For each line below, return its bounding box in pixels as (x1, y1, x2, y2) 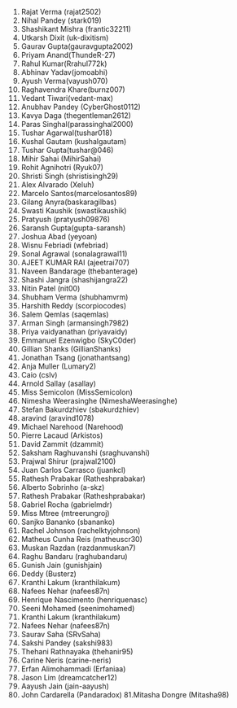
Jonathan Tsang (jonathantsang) (20, 353, 131, 362)
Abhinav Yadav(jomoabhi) (20, 68, 108, 76)
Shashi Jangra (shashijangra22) (20, 275, 129, 284)
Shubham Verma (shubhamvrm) (20, 292, 129, 302)
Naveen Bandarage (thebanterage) (20, 266, 138, 276)
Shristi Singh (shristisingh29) (20, 171, 119, 181)
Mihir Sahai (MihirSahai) (20, 154, 102, 164)
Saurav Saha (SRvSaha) (20, 630, 101, 639)
